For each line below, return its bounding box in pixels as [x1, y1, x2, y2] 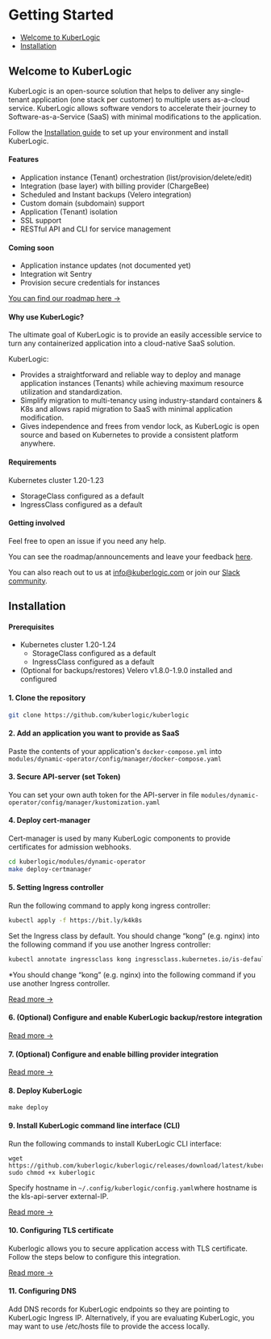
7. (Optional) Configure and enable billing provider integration [8, 1049, 219, 1059]
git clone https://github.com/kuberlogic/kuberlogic [8, 710, 190, 719]
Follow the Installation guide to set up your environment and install [8, 127, 228, 137]
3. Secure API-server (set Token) [8, 772, 121, 782]
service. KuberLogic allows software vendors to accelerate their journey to [8, 103, 256, 112]
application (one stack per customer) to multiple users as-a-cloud [31, 95, 250, 104]
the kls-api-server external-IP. [8, 1191, 109, 1201]
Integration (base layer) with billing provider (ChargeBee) [19, 180, 210, 191]
